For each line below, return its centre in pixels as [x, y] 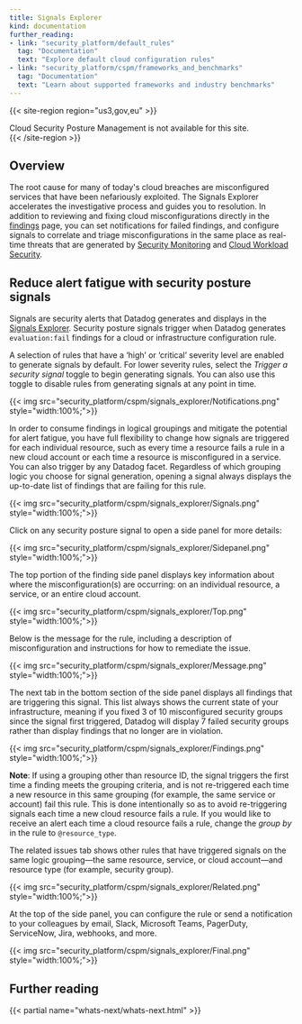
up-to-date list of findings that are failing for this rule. [108, 486]
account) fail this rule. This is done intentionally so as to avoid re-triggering [148, 804]
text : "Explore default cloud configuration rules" [116, 59]
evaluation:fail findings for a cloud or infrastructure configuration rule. [143, 338]
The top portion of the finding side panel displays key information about [142, 575]
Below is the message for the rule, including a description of [120, 639]
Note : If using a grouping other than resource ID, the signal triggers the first [149, 775]
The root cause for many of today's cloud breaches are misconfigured [139, 187]
